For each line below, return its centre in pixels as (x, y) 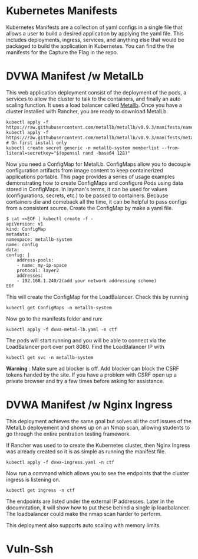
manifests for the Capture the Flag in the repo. (62, 52)
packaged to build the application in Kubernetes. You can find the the (90, 46)
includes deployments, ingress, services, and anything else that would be (95, 40)
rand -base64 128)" (106, 153)
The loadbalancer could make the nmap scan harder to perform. (84, 514)
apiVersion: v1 (25, 224)
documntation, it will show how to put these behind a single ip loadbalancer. (98, 507)
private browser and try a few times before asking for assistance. (85, 381)
